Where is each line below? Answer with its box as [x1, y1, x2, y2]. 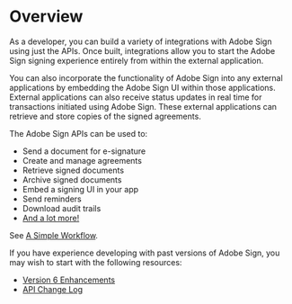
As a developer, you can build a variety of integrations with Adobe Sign [9, 36, 272, 47]
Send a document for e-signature [22, 146, 146, 156]
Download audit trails [22, 202, 102, 213]
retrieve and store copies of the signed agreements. [9, 111, 202, 121]
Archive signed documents [22, 174, 122, 185]
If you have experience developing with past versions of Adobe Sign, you [9, 247, 280, 258]
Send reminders [22, 193, 83, 204]
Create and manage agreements [22, 155, 142, 165]
